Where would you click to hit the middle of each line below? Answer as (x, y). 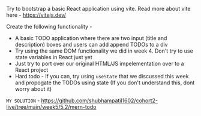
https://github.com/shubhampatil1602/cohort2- (99, 100)
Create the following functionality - (49, 27)
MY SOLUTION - (23, 100)
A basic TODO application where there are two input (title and (91, 38)
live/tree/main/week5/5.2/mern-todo (51, 107)
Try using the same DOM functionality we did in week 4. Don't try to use (104, 51)
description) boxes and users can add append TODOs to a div (91, 45)
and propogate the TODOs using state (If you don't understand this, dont (105, 83)
